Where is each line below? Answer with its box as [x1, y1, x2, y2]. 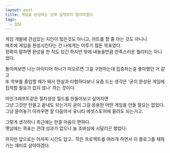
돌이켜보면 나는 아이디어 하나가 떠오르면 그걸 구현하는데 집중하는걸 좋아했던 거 [5, 66, 160, 72]
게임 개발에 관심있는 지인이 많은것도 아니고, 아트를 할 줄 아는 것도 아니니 [5, 36, 147, 42]
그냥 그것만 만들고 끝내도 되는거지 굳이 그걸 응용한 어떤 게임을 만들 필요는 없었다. [5, 102, 165, 108]
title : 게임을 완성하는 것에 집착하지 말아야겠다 [5, 12, 93, 17]
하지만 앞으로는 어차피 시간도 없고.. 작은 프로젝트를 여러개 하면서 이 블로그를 [5, 136, 156, 142]
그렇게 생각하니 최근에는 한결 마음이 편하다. [5, 119, 91, 125]
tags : [5, 17, 17, 22]
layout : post [5, 7, 33, 13]
